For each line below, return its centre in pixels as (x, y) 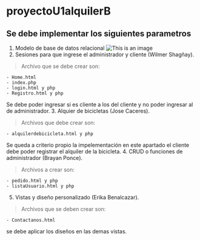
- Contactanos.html (31, 220)
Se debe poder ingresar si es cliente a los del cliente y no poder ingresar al (100, 105)
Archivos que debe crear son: (58, 123)
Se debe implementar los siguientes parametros (99, 34)
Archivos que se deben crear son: (63, 209)
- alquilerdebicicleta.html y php (50, 134)
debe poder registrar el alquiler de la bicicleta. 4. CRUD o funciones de (95, 152)
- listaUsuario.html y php (40, 186)
